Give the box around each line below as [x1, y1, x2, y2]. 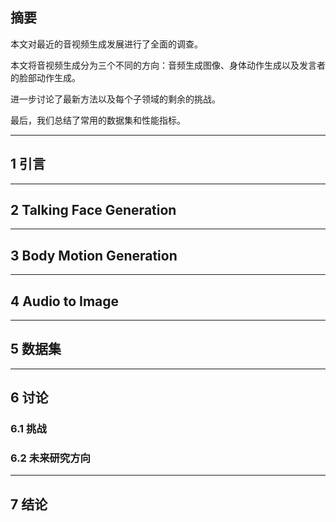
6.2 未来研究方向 [10, 451, 91, 465]
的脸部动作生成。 [10, 71, 81, 83]
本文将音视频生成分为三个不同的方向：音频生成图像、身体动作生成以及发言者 [10, 59, 326, 71]
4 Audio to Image [10, 293, 120, 310]
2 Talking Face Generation [10, 202, 177, 219]
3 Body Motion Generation [10, 247, 178, 264]
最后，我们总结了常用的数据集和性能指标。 [10, 114, 186, 126]
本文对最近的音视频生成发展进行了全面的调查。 [10, 38, 203, 50]
